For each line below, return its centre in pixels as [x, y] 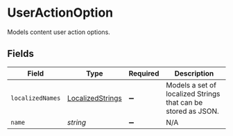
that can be [184, 102]
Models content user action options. [59, 32]
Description [194, 73]
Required [144, 73]
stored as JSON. [193, 111]
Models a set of [191, 85]
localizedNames [36, 98]
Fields [21, 54]
